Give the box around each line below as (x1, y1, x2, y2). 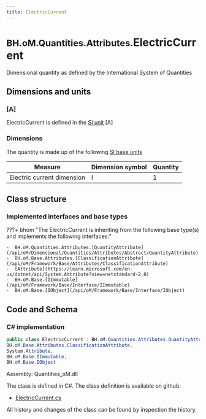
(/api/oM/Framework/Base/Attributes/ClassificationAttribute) (6, 261, 169, 267)
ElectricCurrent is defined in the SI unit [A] (6, 119, 113, 126)
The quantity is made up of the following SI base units (6, 148, 143, 155)
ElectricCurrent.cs (15, 394, 61, 402)
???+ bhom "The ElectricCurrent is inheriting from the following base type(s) (6, 226, 199, 234)
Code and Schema (6, 304, 78, 315)
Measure (34, 163, 61, 171)
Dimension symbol (91, 163, 147, 171)
